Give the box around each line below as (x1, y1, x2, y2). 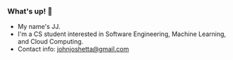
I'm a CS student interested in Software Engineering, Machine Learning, (17, 30, 227, 38)
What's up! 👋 (7, 6, 53, 16)
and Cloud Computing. (17, 37, 83, 46)
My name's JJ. (17, 23, 61, 31)
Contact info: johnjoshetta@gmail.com (17, 45, 129, 54)
